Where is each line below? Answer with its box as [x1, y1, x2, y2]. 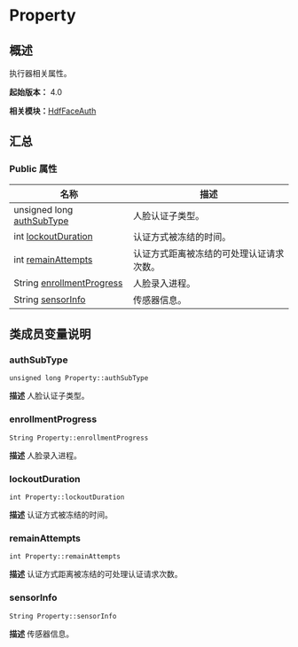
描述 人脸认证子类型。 [9, 391, 90, 401]
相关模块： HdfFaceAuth [9, 105, 97, 116]
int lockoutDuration [13, 230, 93, 242]
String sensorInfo [13, 293, 86, 306]
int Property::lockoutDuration [9, 493, 125, 502]
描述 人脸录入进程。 [9, 449, 82, 461]
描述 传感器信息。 [9, 628, 74, 639]
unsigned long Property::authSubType [9, 374, 149, 383]
